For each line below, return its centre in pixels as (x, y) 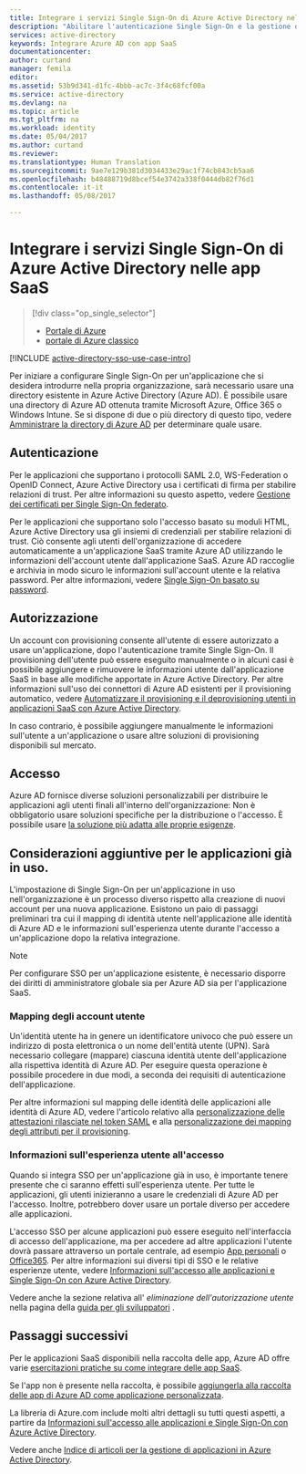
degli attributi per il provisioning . (70, 1131)
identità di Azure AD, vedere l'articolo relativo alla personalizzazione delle (147, 1112)
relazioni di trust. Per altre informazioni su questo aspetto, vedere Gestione (150, 494)
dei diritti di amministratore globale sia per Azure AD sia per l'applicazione (148, 983)
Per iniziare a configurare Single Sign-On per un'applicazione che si (137, 376)
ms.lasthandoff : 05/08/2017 (63, 196)
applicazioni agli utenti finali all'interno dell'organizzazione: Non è (133, 805)
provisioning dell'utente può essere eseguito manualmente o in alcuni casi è (152, 659)
